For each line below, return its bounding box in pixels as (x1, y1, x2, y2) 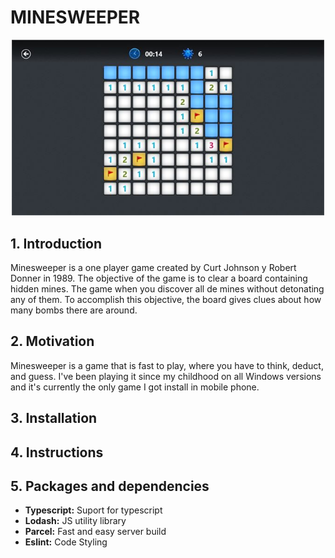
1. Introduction (10, 235, 102, 252)
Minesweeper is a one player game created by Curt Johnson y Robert (10, 262, 297, 273)
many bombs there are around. (10, 304, 138, 316)
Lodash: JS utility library (24, 515, 127, 527)
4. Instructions (10, 444, 104, 461)
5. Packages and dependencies (10, 477, 210, 495)
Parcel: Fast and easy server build (24, 526, 167, 538)
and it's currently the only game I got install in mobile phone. (10, 381, 260, 393)
